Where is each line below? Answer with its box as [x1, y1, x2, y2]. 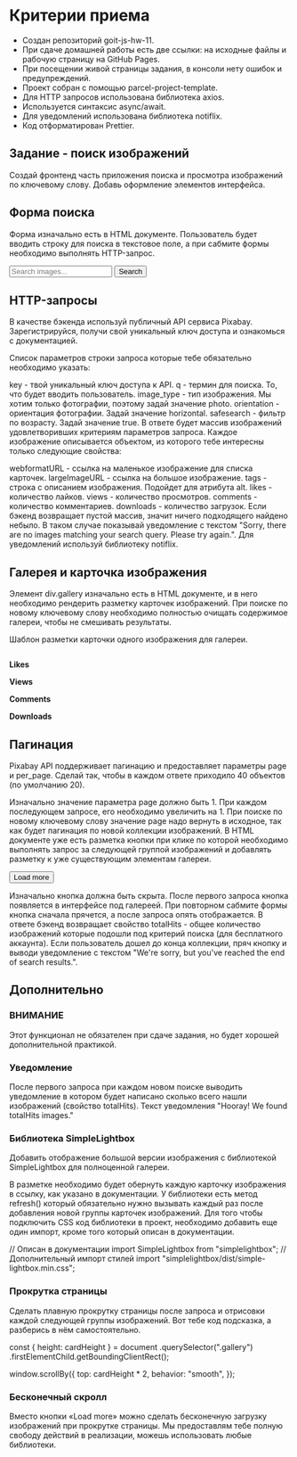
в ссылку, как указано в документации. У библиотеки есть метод [9, 1189, 258, 1199]
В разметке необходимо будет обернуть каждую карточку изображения [9, 1179, 286, 1190]
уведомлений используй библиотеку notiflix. [9, 539, 179, 549]
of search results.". [9, 957, 78, 967]
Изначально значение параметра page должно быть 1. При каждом [9, 797, 268, 807]
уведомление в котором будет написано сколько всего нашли [9, 1091, 247, 1101]
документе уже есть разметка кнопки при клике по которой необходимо [9, 835, 289, 845]
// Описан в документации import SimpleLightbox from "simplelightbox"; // [9, 1244, 287, 1255]
